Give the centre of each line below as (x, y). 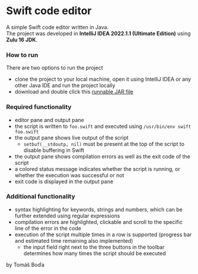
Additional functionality (41, 197)
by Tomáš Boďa (25, 265)
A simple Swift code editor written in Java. (57, 27)
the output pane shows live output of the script (71, 137)
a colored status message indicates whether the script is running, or (97, 169)
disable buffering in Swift (54, 150)
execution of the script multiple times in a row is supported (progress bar (103, 235)
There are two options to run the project (55, 68)
